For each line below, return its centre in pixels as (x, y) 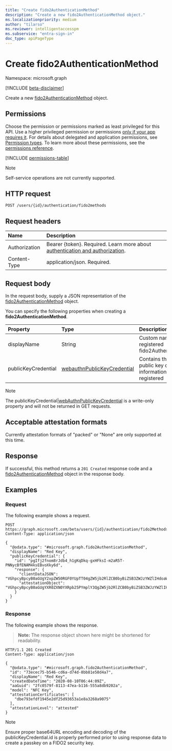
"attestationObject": (42, 583)
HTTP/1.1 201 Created (28, 650)
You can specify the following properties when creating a (66, 311)
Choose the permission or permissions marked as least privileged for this (82, 126)
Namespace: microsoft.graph (36, 78)
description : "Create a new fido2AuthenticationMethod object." (75, 15)
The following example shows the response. (52, 625)
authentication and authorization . (86, 251)
